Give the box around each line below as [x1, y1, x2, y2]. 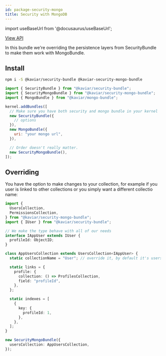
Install [5, 64, 25, 72]
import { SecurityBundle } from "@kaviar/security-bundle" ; [5, 86, 132, 91]
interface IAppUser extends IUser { [5, 233, 81, 238]
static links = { [9, 265, 45, 270]
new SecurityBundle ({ [9, 113, 54, 119]
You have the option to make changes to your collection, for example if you [5, 181, 158, 187]
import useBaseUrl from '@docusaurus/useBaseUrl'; [5, 25, 112, 31]
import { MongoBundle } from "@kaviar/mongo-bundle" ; [5, 95, 119, 100]
